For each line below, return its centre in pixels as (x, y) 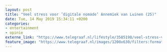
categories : (17, 24)
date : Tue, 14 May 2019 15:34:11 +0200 (46, 19)
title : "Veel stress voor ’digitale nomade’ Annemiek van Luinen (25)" (81, 14)
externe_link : (20, 38)
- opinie (14, 33)
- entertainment (22, 28)
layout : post (19, 10)
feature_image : (21, 42)
